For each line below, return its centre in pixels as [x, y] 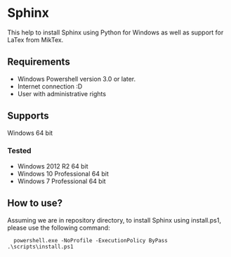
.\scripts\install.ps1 [40, 246]
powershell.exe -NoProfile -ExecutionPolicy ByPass [91, 240]
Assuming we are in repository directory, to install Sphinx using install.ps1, [114, 220]
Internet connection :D [50, 86]
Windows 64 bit [30, 133]
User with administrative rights [62, 93]
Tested [19, 151]
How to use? [35, 203]
